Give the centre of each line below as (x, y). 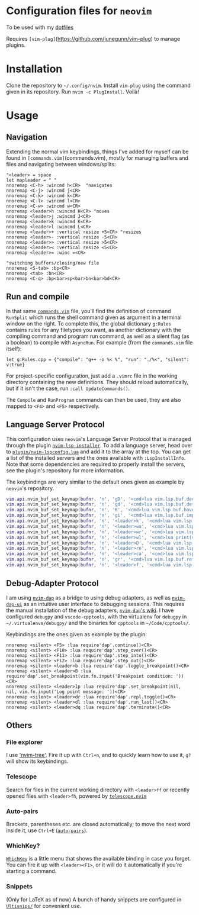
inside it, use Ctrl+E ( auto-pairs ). (47, 830)
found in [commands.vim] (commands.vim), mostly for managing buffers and (97, 157)
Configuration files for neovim (79, 11)
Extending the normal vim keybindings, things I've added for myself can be (97, 152)
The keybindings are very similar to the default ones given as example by (95, 482)
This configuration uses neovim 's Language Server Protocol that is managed (99, 439)
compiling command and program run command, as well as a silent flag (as (98, 336)
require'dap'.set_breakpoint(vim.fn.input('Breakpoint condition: (90, 676)
